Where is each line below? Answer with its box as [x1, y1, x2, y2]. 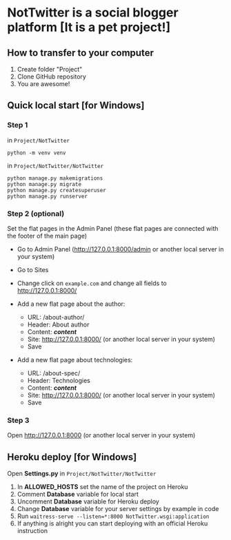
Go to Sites [17, 265, 49, 273]
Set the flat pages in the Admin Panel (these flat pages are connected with [7, 224, 219, 232]
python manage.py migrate [7, 180, 81, 187]
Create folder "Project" [17, 65, 83, 73]
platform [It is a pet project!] [7, 19, 171, 35]
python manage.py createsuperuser [7, 187, 107, 194]
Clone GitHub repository [17, 72, 86, 81]
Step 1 [7, 121, 28, 130]
